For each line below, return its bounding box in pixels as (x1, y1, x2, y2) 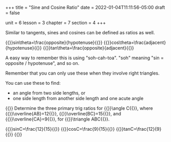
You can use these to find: (5, 80, 61, 86)
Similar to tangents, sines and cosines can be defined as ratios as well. (5, 30, 155, 35)
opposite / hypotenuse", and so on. (5, 60, 80, 66)
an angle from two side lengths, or (12, 90, 86, 96)
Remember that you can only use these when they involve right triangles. (5, 70, 160, 76)
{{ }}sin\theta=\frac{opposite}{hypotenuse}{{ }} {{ (5, 39, 108, 45)
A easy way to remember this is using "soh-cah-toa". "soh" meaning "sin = (5, 55, 164, 61)
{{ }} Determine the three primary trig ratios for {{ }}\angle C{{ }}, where (5, 105, 153, 111)
